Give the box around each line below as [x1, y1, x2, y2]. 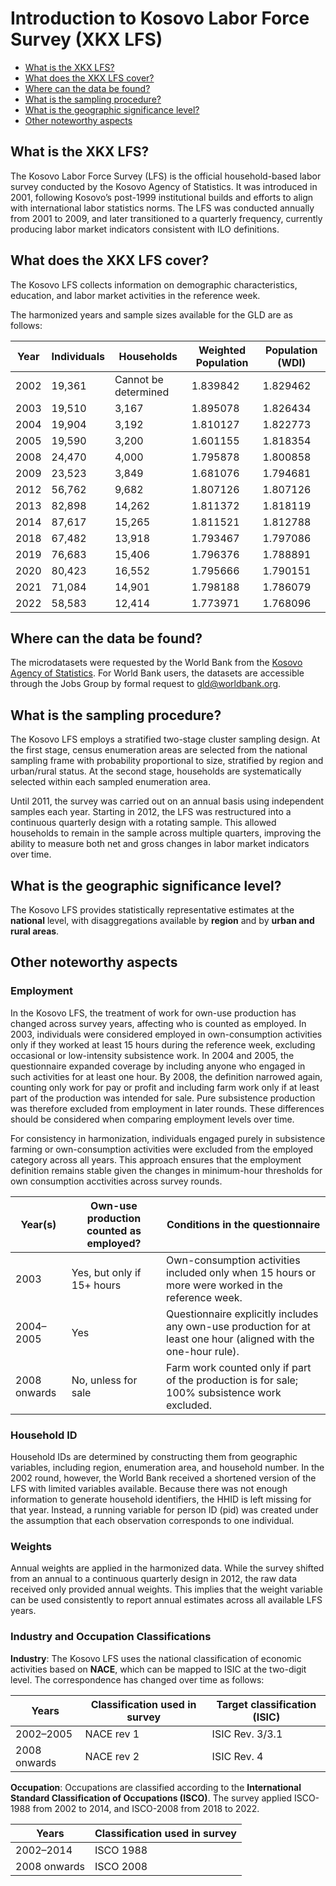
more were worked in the [166, 1278, 283, 1292]
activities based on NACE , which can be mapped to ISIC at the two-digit [10, 1663, 307, 1675]
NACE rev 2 [84, 1749, 140, 1763]
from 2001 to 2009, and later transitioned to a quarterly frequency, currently [10, 212, 323, 224]
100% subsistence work [166, 1385, 282, 1399]
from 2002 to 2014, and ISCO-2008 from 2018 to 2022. [32, 1802, 260, 1814]
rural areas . [10, 925, 60, 937]
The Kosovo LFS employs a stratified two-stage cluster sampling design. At [10, 733, 321, 746]
